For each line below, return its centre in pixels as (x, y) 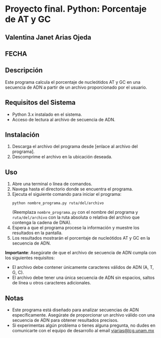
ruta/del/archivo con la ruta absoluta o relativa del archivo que (76, 217)
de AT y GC (28, 19)
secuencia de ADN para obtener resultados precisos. (65, 320)
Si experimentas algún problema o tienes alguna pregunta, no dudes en (84, 325)
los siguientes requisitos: (30, 258)
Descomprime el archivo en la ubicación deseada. (62, 157)
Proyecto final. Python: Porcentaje (76, 9)
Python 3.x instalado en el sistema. (47, 114)
